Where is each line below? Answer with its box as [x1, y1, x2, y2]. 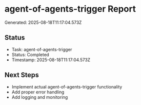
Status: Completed [11, 52, 49, 57]
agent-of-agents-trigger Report [4, 3, 136, 15]
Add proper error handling [11, 89, 64, 95]
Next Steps [4, 71, 39, 79]
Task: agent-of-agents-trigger [11, 46, 73, 52]
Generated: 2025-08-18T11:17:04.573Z [4, 19, 82, 25]
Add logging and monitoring [11, 94, 68, 100]
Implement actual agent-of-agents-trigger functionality [11, 84, 122, 89]
